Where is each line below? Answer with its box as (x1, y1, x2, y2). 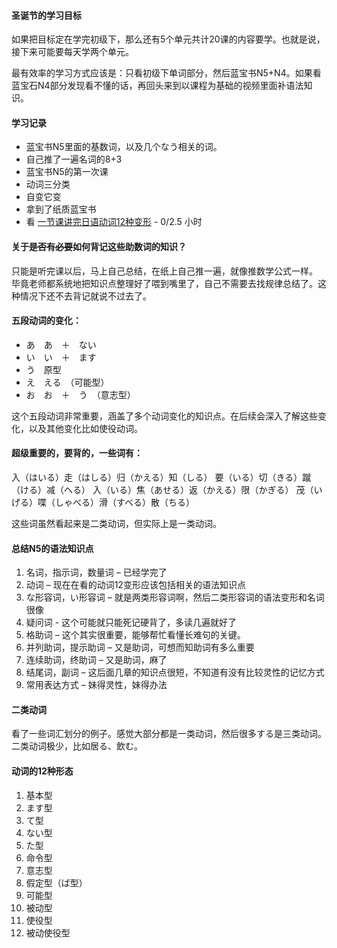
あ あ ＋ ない (25, 338, 97, 350)
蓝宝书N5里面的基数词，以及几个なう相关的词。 (25, 141, 223, 153)
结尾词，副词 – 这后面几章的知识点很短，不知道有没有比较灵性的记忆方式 (25, 666, 325, 679)
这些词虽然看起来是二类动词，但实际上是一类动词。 (11, 518, 222, 530)
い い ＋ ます (25, 351, 97, 363)
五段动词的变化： (11, 315, 82, 327)
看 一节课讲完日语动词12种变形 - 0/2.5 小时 (25, 216, 203, 228)
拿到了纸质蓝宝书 (25, 203, 97, 215)
